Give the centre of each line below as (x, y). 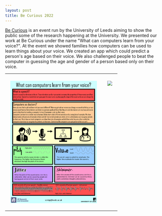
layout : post (18, 10)
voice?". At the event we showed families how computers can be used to (78, 46)
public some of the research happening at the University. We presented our (81, 35)
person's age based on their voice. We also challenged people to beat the (80, 56)
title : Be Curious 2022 (29, 15)
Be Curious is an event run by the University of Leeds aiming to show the (79, 30)
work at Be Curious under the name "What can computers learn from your (80, 40)
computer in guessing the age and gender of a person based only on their (80, 61)
